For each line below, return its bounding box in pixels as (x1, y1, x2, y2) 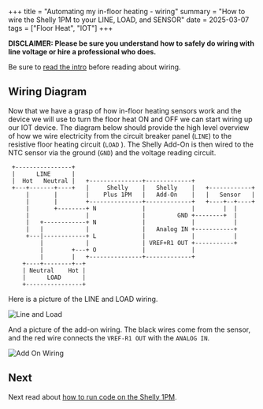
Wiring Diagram (8, 85, 87, 99)
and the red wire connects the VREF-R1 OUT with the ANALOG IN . (8, 333, 210, 342)
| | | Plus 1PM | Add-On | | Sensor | (25, 191, 256, 199)
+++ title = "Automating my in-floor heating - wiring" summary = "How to (8, 7, 246, 16)
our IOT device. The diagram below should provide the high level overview (8, 122, 250, 132)
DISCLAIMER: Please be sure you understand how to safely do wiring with (8, 39, 254, 48)
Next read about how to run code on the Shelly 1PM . (8, 392, 177, 401)
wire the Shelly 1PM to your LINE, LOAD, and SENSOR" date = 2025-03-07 (8, 15, 250, 24)
